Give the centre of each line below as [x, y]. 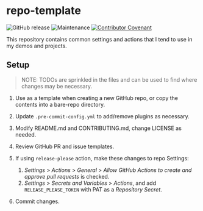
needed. [26, 134]
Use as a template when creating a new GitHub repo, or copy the [97, 98]
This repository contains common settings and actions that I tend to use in [100, 39]
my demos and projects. [37, 46]
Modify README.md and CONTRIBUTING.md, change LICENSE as [98, 128]
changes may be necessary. [57, 86]
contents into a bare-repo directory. [60, 104]
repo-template [44, 11]
